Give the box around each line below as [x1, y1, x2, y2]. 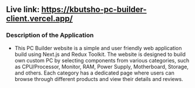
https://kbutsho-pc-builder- [41, 5, 147, 15]
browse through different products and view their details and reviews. [14, 75, 183, 82]
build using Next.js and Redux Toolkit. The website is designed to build [14, 51, 186, 58]
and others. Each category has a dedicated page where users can [14, 69, 174, 76]
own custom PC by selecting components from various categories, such [14, 57, 190, 64]
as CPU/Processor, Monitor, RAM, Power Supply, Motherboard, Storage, [14, 63, 189, 70]
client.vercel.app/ [6, 14, 73, 24]
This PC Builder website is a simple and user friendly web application [14, 44, 182, 51]
